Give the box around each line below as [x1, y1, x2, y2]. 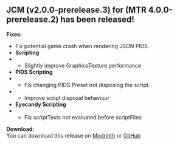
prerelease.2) [6, 15, 59, 25]
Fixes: [6, 30, 23, 38]
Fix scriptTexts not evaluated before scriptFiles [24, 113, 142, 121]
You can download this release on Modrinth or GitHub [6, 132, 141, 139]
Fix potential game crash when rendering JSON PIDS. [15, 42, 150, 49]
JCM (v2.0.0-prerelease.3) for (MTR [6, 5, 147, 15]
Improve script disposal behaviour [24, 94, 110, 101]
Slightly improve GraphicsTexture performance [24, 62, 142, 69]
